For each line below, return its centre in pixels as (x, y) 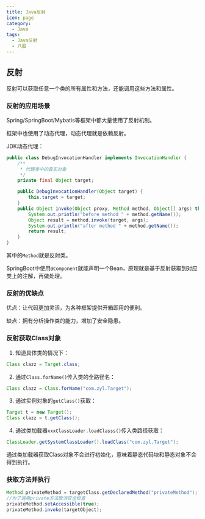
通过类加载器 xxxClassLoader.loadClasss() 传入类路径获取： (90, 431)
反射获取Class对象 (34, 338)
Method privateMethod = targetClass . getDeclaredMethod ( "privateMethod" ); (102, 493)
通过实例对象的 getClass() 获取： (56, 401)
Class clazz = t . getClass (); (43, 418)
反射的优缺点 (25, 293)
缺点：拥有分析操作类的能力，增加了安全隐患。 (65, 321)
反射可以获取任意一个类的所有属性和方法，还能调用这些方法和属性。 (92, 88)
